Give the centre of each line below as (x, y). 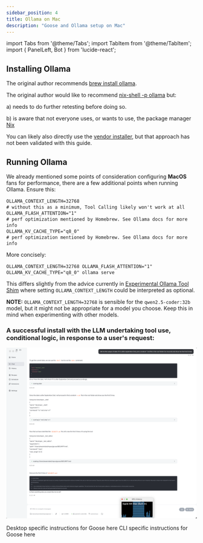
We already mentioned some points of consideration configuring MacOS (97, 176)
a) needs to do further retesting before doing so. (66, 107)
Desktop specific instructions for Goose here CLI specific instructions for (97, 528)
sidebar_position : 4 (32, 13)
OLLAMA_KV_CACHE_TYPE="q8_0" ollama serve (60, 272)
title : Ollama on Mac (34, 19)
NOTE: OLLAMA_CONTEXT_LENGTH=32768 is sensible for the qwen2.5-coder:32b (98, 302)
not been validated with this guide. (49, 143)
